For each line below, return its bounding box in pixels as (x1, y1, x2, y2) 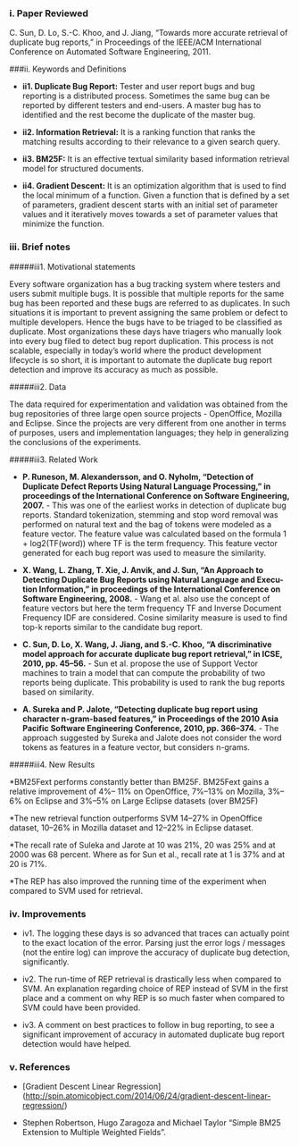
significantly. (21, 956, 70, 967)
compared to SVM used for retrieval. (9, 885, 144, 896)
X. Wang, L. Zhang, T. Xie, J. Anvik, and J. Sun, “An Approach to (21, 564, 264, 575)
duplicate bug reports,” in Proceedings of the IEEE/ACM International (9, 37, 262, 47)
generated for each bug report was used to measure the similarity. (21, 547, 267, 558)
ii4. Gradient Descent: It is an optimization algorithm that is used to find (21, 181, 287, 191)
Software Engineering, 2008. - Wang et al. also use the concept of (21, 593, 270, 603)
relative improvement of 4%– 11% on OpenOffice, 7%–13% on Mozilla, (9, 786, 266, 796)
